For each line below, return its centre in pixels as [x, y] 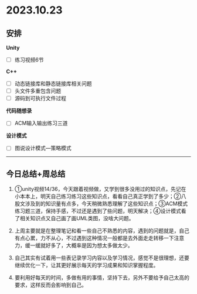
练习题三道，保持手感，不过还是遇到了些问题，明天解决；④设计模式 [98, 211]
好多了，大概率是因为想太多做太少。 [89, 245]
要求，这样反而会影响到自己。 [50, 285]
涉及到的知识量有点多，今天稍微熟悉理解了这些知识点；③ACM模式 [106, 204]
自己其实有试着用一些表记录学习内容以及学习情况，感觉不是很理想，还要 [102, 258]
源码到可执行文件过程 [40, 98]
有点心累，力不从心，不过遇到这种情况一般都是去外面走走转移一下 [94, 238]
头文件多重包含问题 [38, 91]
